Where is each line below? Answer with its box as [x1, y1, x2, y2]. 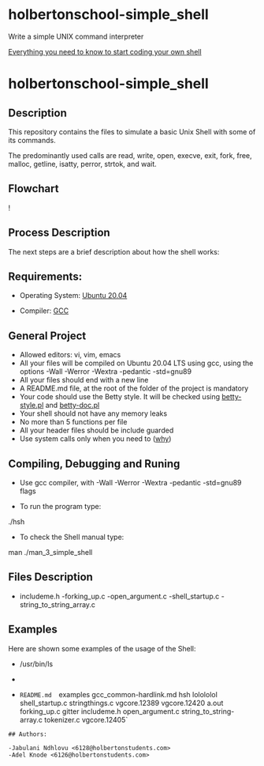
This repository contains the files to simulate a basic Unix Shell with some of [8, 126, 256, 136]
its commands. [8, 135, 57, 145]
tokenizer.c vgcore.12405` [44, 715, 128, 724]
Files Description [8, 571, 93, 584]
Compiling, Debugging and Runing [8, 457, 180, 470]
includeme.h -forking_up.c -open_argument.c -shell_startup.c [19, 591, 220, 601]
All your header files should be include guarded [19, 425, 174, 436]
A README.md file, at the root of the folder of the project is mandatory [19, 383, 249, 393]
